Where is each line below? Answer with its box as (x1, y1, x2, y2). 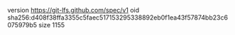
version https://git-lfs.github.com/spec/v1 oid (7, 6, 140, 14)
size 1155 (38, 21, 65, 29)
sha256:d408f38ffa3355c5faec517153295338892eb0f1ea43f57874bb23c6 (7, 13, 229, 22)
